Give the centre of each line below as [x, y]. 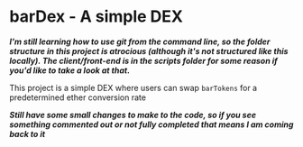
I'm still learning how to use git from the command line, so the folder [140, 41]
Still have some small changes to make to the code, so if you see [133, 115]
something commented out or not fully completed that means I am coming [151, 124]
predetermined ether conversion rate [78, 97]
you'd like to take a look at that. [70, 70]
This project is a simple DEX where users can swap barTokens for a [133, 87]
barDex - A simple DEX [96, 17]
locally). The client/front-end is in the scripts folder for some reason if [143, 60]
